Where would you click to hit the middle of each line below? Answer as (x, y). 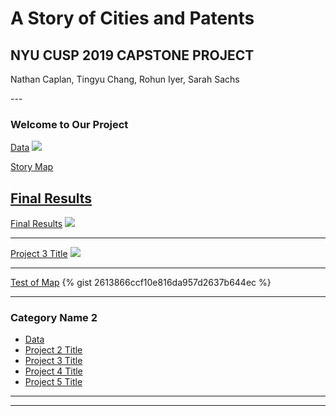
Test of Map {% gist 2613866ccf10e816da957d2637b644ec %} (141, 283)
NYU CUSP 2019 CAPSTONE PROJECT (132, 55)
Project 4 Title (53, 371)
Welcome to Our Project (69, 124)
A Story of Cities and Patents (132, 18)
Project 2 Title (53, 350)
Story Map (32, 167)
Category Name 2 (54, 318)
